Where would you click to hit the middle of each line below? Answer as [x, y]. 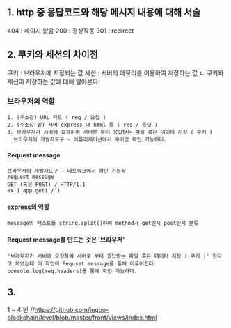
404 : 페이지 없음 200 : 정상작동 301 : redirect [71, 31]
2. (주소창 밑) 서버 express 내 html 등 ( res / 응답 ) [82, 125]
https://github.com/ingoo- [72, 310]
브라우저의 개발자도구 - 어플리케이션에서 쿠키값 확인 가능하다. [90, 139]
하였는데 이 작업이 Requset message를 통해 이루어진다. [86, 263]
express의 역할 [29, 207]
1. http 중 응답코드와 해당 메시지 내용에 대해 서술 [104, 13]
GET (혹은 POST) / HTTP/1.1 [46, 185]
